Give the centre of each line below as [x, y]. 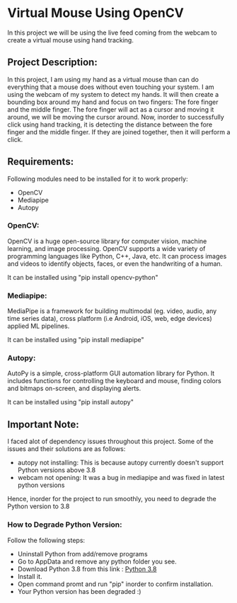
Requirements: [41, 162]
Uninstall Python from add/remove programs [82, 554]
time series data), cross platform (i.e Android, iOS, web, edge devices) [110, 319]
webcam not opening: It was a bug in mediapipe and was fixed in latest [121, 478]
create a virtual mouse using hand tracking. [71, 40]
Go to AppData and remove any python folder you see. [97, 561]
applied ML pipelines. [39, 326]
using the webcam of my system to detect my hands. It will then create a [113, 94]
